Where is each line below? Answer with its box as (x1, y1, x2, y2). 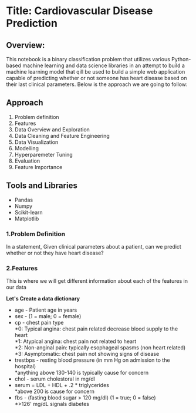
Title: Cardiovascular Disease (6, 4, 153, 18)
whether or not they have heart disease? (6, 249, 104, 256)
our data (6, 284, 26, 291)
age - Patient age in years (14, 306, 77, 313)
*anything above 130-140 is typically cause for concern (14, 369, 149, 376)
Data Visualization (14, 138, 59, 146)
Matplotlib (14, 215, 39, 222)
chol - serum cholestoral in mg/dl (14, 375, 95, 382)
